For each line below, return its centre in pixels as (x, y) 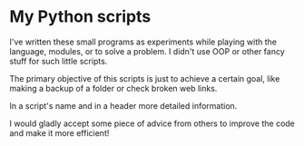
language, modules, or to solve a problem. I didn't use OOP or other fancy (147, 51)
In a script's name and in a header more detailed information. (123, 105)
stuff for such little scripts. (59, 61)
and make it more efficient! (59, 132)
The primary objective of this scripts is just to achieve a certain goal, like (145, 78)
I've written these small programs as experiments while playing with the (143, 42)
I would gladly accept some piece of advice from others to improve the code (152, 123)
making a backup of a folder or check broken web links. (113, 88)
